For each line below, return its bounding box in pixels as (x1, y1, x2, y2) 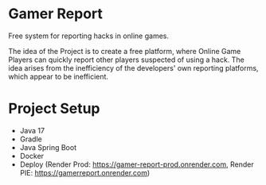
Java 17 (19, 125, 45, 135)
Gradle (19, 134, 42, 144)
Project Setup (8, 100, 101, 118)
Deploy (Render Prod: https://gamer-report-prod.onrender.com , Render (19, 160, 254, 169)
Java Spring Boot (19, 142, 77, 152)
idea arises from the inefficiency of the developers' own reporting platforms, (8, 63, 259, 72)
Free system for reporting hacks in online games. (8, 31, 170, 40)
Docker (19, 151, 45, 160)
